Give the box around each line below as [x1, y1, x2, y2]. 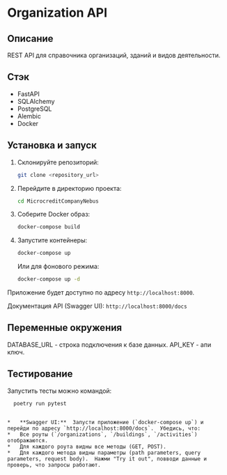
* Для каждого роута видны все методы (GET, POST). [7, 443, 167, 450]
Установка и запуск [7, 139, 97, 151]
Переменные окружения [7, 322, 123, 334]
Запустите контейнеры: [17, 236, 88, 244]
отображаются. [7, 437, 49, 444]
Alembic [17, 111, 42, 120]
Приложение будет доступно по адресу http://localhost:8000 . [7, 288, 195, 297]
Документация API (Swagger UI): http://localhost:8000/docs [7, 302, 187, 310]
